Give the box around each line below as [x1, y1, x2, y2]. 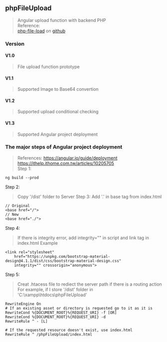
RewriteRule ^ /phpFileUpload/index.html [5, 332, 93, 337]
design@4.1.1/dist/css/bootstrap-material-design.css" [5, 258, 122, 263]
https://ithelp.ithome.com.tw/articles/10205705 [17, 160, 115, 166]
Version [5, 40, 25, 47]
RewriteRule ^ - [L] [5, 319, 48, 324]
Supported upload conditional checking [17, 109, 99, 115]
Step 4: [5, 225, 20, 231]
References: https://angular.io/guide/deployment [17, 155, 118, 161]
